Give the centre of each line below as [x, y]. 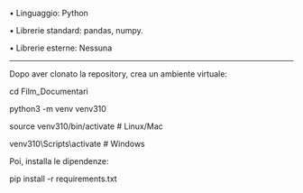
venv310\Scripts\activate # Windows [78, 144]
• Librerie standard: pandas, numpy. [77, 30]
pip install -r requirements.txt [63, 179]
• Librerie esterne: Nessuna [61, 48]
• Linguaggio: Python [49, 13]
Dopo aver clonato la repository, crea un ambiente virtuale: [119, 74]
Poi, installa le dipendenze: [59, 161]
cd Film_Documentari [49, 91]
